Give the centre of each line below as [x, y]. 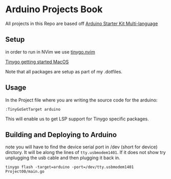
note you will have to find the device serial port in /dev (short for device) [81, 147]
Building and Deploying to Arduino [61, 134]
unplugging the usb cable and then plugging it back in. [63, 158]
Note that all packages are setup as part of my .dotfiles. [64, 71]
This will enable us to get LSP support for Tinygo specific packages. [77, 119]
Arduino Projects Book [54, 9]
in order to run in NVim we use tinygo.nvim [50, 52]
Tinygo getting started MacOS [37, 62]
